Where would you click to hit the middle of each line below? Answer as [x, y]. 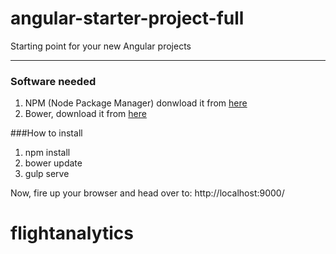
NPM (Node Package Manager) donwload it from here [136, 103]
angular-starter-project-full [127, 18]
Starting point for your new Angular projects [101, 46]
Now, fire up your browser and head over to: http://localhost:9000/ [147, 193]
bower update [53, 163]
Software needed [53, 81]
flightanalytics [72, 233]
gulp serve [47, 174]
